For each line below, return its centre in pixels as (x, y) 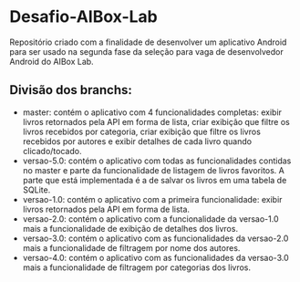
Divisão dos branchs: (71, 90)
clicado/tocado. (52, 151)
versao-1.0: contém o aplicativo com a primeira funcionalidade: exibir (152, 199)
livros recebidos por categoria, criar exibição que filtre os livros (142, 131)
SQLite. (36, 190)
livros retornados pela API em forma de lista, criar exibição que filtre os (156, 121)
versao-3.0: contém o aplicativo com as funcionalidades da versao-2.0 (155, 238)
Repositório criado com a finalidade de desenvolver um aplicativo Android (148, 42)
